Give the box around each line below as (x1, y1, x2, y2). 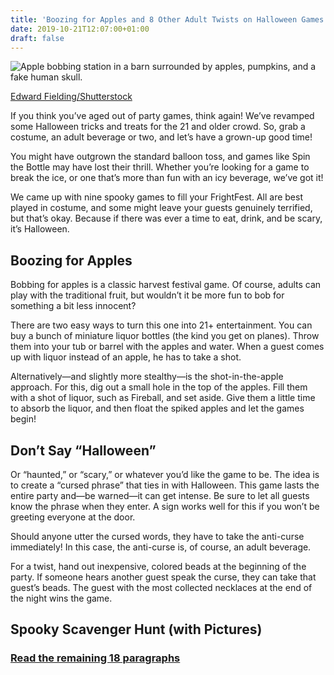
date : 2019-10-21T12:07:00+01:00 (10, 24, 150, 34)
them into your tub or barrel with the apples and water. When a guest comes (10, 341, 325, 353)
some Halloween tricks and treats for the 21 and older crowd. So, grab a (10, 121, 306, 133)
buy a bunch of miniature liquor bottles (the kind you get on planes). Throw (10, 330, 320, 342)
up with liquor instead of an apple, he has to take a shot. (10, 351, 242, 363)
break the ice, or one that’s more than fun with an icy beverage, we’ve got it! (10, 172, 324, 184)
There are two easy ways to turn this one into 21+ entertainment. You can (10, 319, 313, 331)
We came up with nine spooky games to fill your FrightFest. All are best (10, 191, 303, 203)
